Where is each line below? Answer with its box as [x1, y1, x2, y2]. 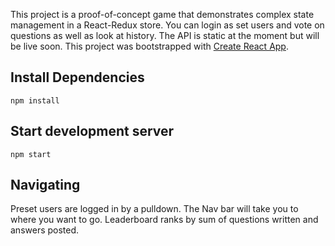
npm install [10, 95, 60, 106]
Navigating [10, 177, 81, 194]
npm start [10, 149, 52, 159]
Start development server [10, 123, 175, 140]
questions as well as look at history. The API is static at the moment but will [10, 30, 320, 41]
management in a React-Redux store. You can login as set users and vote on [10, 19, 325, 31]
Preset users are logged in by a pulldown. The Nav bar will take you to [10, 203, 299, 215]
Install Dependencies [10, 69, 145, 86]
